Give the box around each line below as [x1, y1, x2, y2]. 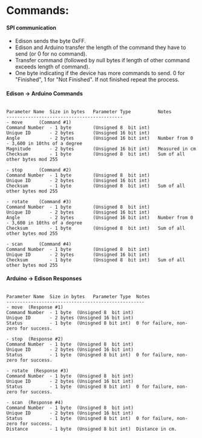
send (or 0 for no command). [15, 50, 88, 57]
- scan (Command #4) [6, 241, 71, 247]
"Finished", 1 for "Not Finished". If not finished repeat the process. [15, 76, 180, 83]
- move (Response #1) [6, 304, 64, 310]
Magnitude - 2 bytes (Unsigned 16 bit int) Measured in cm [6, 146, 197, 152]
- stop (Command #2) [6, 167, 71, 173]
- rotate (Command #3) [6, 198, 71, 204]
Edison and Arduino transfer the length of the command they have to [15, 44, 186, 51]
